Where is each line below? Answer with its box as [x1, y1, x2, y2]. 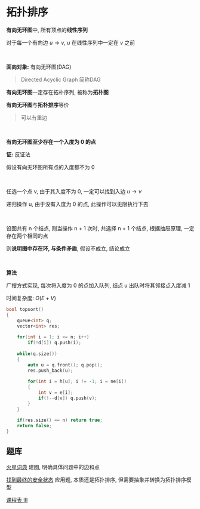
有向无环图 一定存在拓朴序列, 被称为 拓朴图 [6, 88, 109, 95]
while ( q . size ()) [17, 350, 58, 357]
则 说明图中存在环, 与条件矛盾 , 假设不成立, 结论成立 [6, 245, 130, 252]
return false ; [17, 423, 52, 429]
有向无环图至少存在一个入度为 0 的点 [6, 138, 97, 145]
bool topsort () [6, 306, 44, 312]
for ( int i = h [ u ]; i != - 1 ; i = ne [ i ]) [27, 378, 127, 385]
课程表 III [6, 496, 28, 503]
